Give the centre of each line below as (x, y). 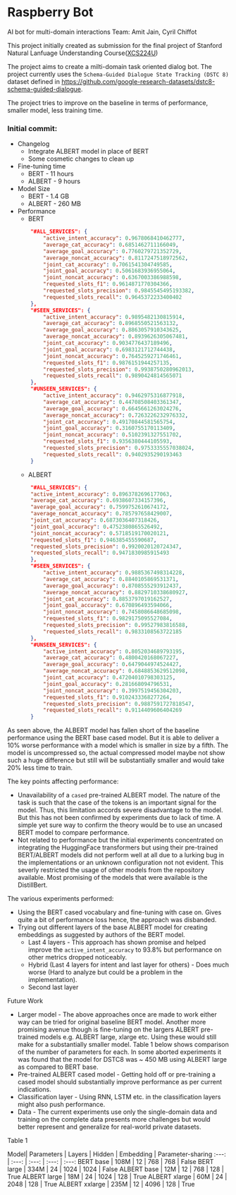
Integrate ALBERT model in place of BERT (88, 152)
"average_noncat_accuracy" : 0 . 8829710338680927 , (116, 592)
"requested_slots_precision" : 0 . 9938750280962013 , (119, 369)
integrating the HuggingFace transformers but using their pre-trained (118, 847)
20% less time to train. (40, 768)
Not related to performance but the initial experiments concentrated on (120, 840)
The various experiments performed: (61, 899)
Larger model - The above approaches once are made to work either (117, 1015)
